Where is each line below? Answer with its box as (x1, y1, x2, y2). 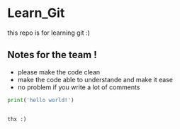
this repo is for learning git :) (7, 28, 90, 37)
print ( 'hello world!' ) (7, 96, 74, 103)
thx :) (7, 116, 27, 123)
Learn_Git (7, 5, 65, 21)
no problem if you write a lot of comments (17, 83, 140, 91)
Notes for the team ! (7, 49, 97, 61)
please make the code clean (17, 67, 101, 76)
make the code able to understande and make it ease (17, 75, 174, 84)
